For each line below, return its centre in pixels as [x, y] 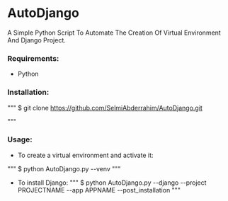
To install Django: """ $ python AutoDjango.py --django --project [112, 183]
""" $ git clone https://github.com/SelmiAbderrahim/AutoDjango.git [105, 108]
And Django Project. [36, 40]
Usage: [20, 139]
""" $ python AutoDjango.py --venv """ [64, 168]
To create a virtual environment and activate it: [85, 155]
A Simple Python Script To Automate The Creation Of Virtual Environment [114, 33]
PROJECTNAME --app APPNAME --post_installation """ [99, 190]
